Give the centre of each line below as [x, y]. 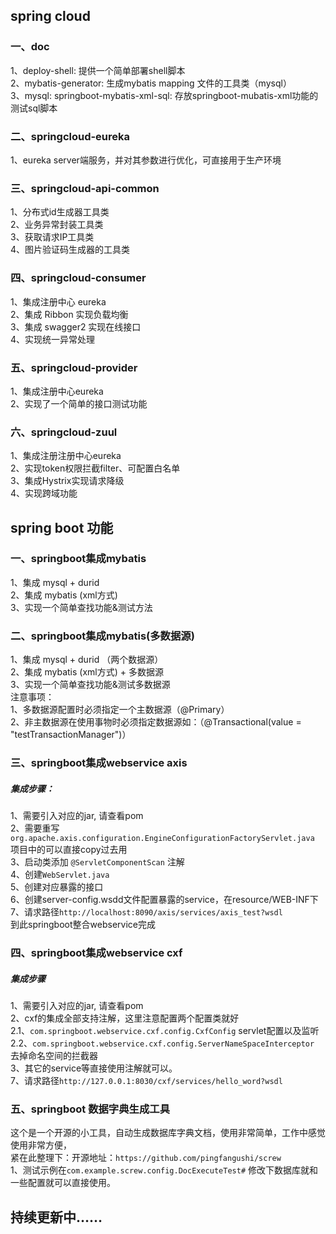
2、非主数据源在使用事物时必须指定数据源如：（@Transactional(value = [156, 722]
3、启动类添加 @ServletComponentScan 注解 [97, 862]
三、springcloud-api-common [85, 188]
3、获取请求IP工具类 [52, 237]
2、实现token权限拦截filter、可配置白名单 [95, 468]
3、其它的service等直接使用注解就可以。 [94, 1068]
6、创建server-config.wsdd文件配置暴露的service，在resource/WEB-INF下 [164, 900]
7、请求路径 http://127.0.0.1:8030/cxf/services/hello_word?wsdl [146, 1080]
